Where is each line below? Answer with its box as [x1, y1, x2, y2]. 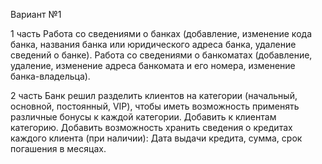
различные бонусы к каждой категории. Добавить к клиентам [10, 111, 277, 123]
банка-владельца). [10, 70, 91, 82]
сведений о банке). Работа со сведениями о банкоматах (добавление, [10, 49, 313, 61]
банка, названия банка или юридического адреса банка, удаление [10, 39, 297, 50]
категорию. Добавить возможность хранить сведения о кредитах [10, 122, 293, 133]
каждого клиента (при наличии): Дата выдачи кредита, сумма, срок [10, 132, 303, 144]
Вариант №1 [10, 9, 62, 20]
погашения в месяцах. [10, 143, 107, 154]
